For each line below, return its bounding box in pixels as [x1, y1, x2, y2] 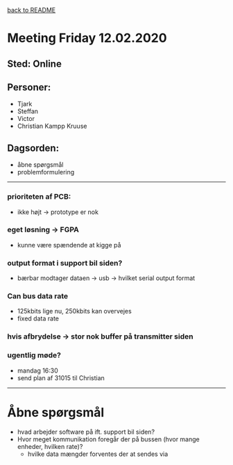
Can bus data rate [7, 291, 68, 301]
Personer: [7, 81, 51, 93]
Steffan [17, 107, 39, 115]
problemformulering [17, 168, 75, 177]
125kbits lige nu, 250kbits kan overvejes [17, 307, 132, 316]
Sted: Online [7, 58, 62, 70]
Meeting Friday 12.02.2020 [7, 31, 168, 46]
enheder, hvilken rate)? [17, 442, 83, 450]
